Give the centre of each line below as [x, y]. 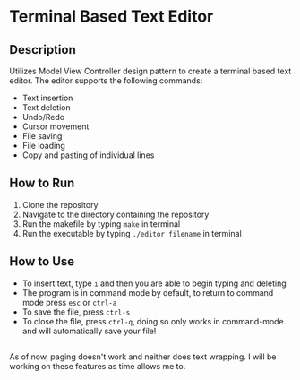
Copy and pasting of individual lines [88, 155]
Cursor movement [56, 126]
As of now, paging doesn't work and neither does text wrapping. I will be [143, 357]
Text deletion [46, 108]
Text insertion [47, 98]
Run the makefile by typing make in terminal [101, 224]
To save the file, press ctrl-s [76, 312]
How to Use [42, 262]
